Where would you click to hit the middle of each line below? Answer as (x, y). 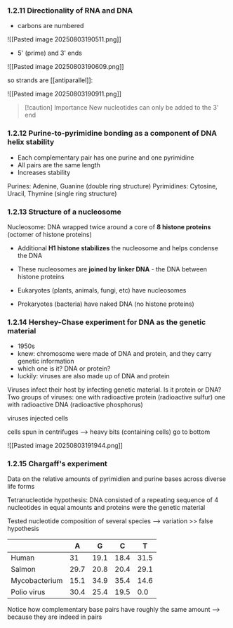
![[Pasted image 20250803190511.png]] (64, 39)
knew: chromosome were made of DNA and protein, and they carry (114, 354)
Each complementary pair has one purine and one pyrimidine (106, 158)
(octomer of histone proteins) (50, 234)
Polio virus (28, 592)
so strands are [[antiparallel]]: (50, 80)
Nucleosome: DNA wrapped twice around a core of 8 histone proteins (109, 226)
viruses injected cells (38, 418)
